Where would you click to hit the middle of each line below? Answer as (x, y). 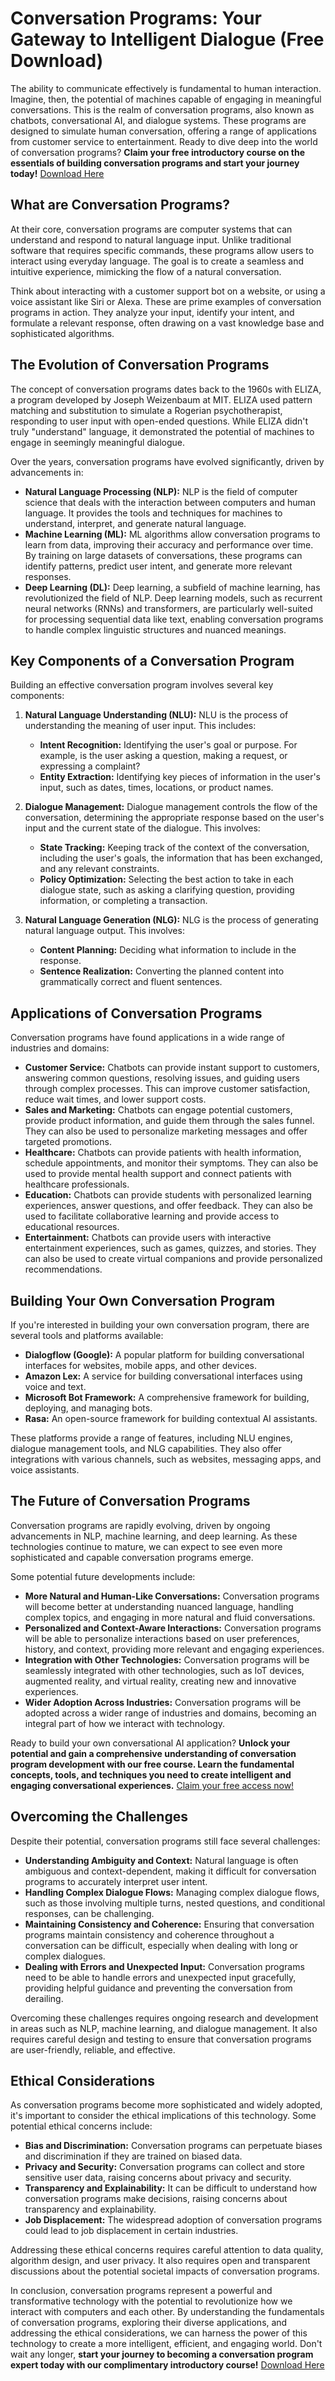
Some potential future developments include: (103, 1576)
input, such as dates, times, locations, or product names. (156, 788)
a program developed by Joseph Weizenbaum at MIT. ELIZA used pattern (161, 399)
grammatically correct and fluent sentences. (131, 982)
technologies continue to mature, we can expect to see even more (146, 1546)
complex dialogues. (65, 1956)
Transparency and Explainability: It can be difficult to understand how (171, 2188)
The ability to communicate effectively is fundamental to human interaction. (166, 88)
